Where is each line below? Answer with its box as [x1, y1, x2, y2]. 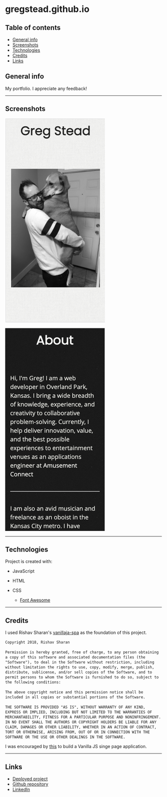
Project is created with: [5, 558, 53, 564]
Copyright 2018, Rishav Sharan [5, 640, 70, 645]
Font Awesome [19, 597, 51, 603]
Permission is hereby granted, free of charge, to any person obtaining [5, 650, 159, 655]
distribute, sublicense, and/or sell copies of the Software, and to [5, 670, 153, 675]
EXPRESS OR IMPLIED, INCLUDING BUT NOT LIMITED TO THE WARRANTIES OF [5, 710, 153, 715]
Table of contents [5, 23, 61, 32]
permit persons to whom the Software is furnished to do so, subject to [5, 675, 159, 680]
